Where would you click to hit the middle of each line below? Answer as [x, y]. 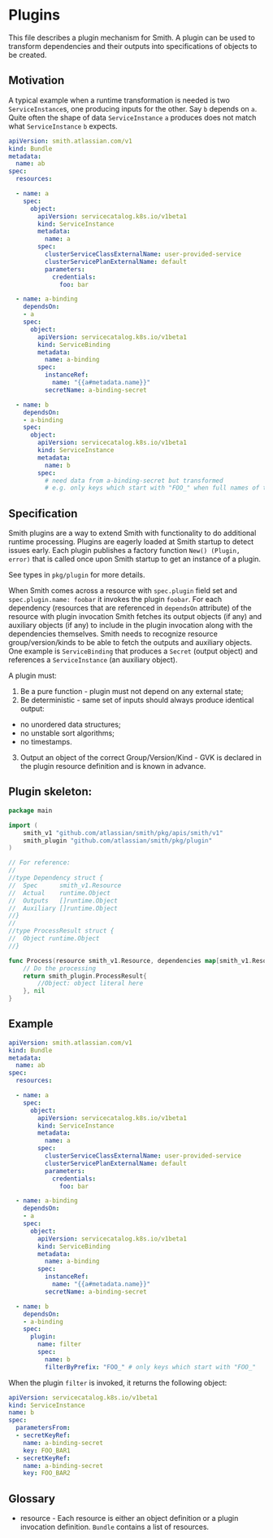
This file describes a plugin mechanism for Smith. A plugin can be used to [132, 37]
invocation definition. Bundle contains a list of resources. [115, 1527]
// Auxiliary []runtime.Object [63, 908]
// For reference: [39, 863]
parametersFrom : [43, 1428]
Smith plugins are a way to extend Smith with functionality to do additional [132, 533]
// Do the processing [59, 968]
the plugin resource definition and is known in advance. [113, 767]
